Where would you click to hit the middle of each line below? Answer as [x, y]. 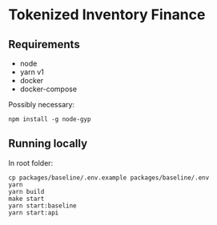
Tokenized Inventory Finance [107, 15]
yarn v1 [32, 72]
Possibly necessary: [41, 104]
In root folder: [31, 163]
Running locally [48, 144]
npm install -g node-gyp [50, 119]
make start [26, 199]
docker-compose [48, 89]
